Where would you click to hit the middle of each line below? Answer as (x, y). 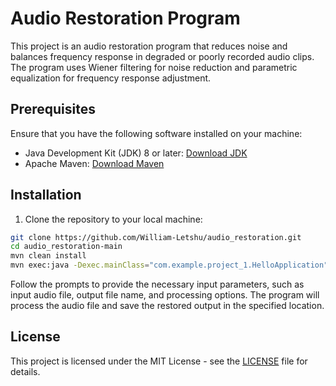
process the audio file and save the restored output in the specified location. (167, 306)
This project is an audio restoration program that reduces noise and (149, 46)
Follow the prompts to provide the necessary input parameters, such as (157, 284)
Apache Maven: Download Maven (94, 163)
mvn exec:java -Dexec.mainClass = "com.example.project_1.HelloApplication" (169, 265)
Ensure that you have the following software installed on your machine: (156, 133)
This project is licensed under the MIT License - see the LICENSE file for (159, 361)
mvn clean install (48, 256)
